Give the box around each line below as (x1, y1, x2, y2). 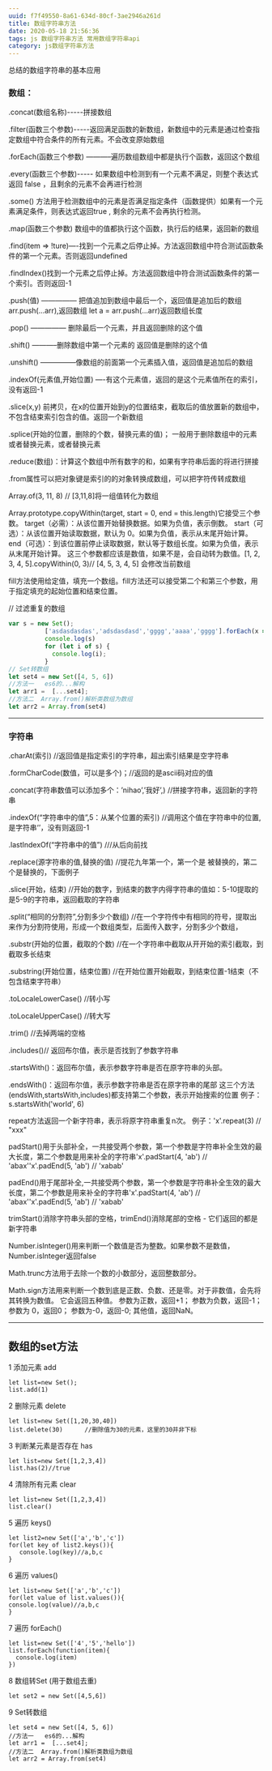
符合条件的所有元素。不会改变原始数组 (36, 134, 164, 144)
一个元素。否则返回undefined (29, 251, 128, 261)
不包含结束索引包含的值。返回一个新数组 (8, 412, 143, 422)
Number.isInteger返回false (8, 1251, 97, 1261)
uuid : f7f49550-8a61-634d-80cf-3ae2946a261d (8, 11, 161, 20)
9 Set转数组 (8, 1707, 48, 1718)
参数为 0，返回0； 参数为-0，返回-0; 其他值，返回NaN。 (8, 1306, 198, 1316)
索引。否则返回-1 (15, 279, 72, 288)
